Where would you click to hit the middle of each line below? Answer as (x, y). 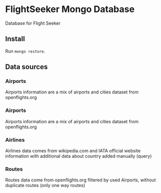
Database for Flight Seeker (33, 23)
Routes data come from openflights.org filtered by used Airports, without (80, 180)
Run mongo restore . (25, 51)
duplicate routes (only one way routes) (45, 185)
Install (15, 39)
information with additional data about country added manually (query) (78, 156)
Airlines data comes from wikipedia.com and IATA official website (73, 151)
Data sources (26, 67)
